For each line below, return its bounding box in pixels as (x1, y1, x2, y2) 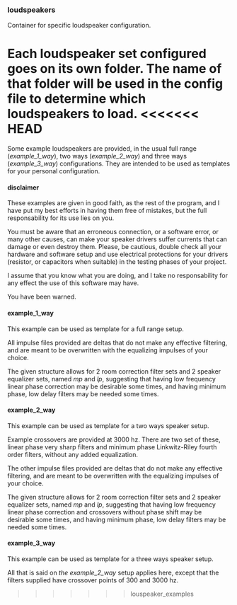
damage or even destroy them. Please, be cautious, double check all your (7, 243, 222, 251)
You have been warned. (7, 292, 76, 301)
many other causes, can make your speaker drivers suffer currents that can (7, 235, 228, 243)
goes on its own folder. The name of (7, 61, 222, 77)
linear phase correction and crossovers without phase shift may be (7, 507, 202, 516)
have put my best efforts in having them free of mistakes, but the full (7, 207, 207, 215)
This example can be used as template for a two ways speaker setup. (7, 421, 210, 430)
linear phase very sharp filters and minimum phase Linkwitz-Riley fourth (7, 442, 217, 451)
